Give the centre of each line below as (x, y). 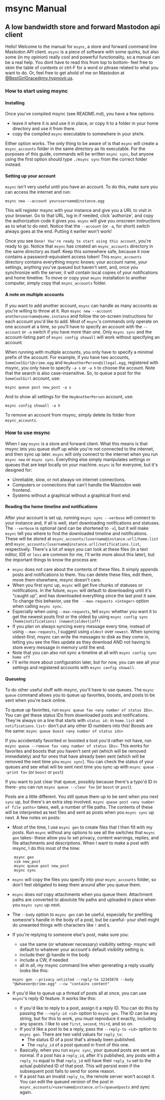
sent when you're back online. (36, 700)
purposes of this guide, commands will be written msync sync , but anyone (80, 154)
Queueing (16, 679)
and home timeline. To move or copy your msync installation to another (76, 278)
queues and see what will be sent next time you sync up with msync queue (80, 767)
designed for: (19, 470)
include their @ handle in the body (54, 955)
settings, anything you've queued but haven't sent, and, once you (72, 267)
